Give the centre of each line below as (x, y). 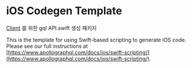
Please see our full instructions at (47, 46)
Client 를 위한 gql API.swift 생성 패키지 (51, 28)
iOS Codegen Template (64, 11)
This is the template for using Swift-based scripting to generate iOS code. (96, 40)
